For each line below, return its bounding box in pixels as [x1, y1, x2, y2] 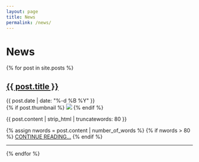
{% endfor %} [6, 150, 40, 157]
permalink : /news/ [6, 19, 52, 25]
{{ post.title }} [6, 81, 59, 91]
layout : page [6, 8, 38, 15]
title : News [6, 14, 36, 20]
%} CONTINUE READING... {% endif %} [6, 133, 103, 140]
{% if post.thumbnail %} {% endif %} [6, 104, 104, 111]
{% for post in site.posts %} [6, 64, 74, 71]
